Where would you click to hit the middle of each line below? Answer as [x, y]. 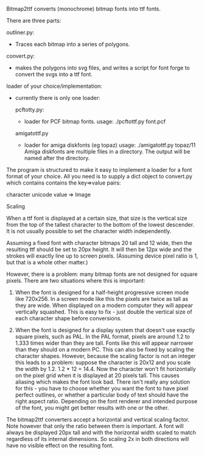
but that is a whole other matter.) [47, 262]
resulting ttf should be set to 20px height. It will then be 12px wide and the [99, 249]
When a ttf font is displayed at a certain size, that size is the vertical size [97, 218]
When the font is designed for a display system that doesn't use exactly [105, 330]
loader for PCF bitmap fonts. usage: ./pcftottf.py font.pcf [95, 122]
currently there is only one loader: [58, 98]
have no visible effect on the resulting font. [60, 445]
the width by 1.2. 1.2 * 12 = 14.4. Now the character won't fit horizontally [105, 369]
